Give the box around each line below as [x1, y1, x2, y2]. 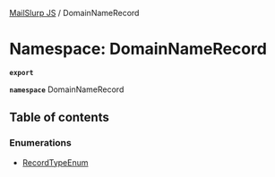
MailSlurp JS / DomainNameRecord [9, 8, 140, 18]
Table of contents [9, 110, 109, 125]
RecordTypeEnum [21, 156, 89, 168]
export [9, 68, 34, 77]
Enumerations [9, 137, 72, 149]
